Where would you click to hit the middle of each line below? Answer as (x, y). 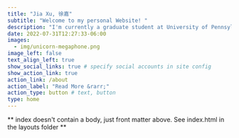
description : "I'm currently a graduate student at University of (108, 27)
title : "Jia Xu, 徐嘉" (40, 14)
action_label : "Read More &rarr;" (59, 86)
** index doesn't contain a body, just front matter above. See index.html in (116, 120)
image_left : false (34, 54)
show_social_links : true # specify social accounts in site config (110, 67)
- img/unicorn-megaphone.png (57, 47)
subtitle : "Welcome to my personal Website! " (78, 21)
